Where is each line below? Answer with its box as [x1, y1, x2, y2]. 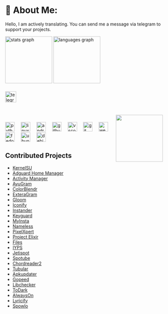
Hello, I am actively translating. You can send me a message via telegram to [5, 21, 161, 27]
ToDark [12, 287, 28, 293]
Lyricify [12, 297, 28, 303]
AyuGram [12, 180, 32, 186]
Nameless [12, 223, 33, 229]
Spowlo [12, 302, 28, 309]
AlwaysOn [12, 292, 34, 298]
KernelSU [12, 164, 32, 170]
